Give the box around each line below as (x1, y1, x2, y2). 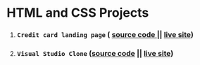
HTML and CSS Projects (6, 5, 149, 21)
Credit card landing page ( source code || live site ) (16, 30, 194, 40)
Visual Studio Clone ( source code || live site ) (16, 49, 174, 59)
